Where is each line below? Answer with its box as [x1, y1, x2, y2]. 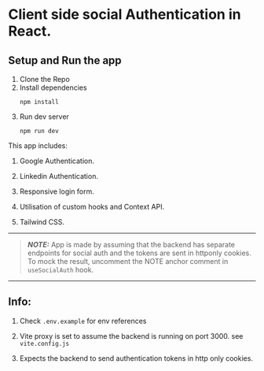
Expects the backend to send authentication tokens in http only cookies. [19, 353, 254, 363]
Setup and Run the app [8, 54, 122, 67]
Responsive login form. [19, 187, 94, 196]
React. [8, 22, 52, 40]
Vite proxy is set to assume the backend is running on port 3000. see [19, 331, 244, 340]
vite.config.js [19, 339, 70, 347]
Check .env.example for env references [19, 316, 147, 325]
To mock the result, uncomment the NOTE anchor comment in [27, 257, 229, 265]
